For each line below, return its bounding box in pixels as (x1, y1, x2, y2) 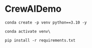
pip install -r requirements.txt (5, 38, 76, 43)
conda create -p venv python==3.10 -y (5, 20, 87, 25)
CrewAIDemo (5, 3, 62, 15)
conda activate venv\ (5, 29, 51, 34)
